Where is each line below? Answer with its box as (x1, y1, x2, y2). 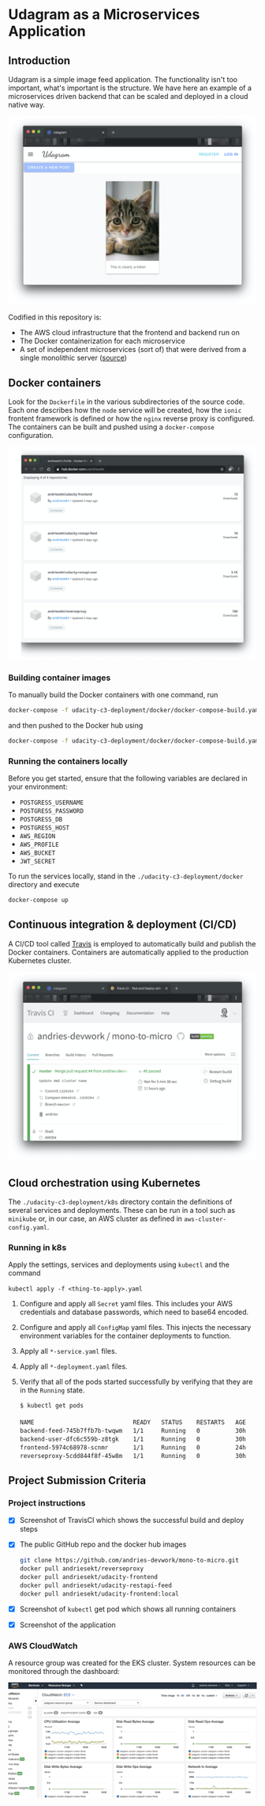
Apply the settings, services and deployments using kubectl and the (8, 1260, 230, 1270)
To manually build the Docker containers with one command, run (8, 690, 218, 700)
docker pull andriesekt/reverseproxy (19, 1565, 144, 1573)
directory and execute (8, 880, 80, 890)
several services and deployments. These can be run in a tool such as (8, 1206, 235, 1215)
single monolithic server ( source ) (19, 353, 128, 363)
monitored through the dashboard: (8, 1667, 120, 1676)
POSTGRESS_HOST (19, 824, 70, 832)
